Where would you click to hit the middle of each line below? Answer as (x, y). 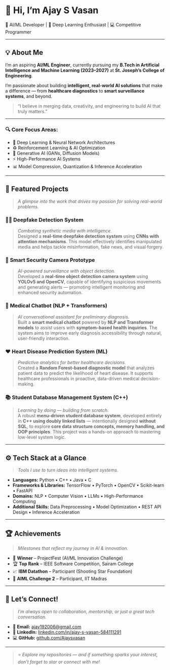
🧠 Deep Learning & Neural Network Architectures (64, 143)
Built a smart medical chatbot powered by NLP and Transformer (86, 322)
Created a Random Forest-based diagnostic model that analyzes (86, 368)
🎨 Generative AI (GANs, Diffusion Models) (56, 153)
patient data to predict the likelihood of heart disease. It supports (85, 373)
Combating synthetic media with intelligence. (65, 231)
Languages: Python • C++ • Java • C (52, 480)
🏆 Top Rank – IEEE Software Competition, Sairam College (73, 564)
